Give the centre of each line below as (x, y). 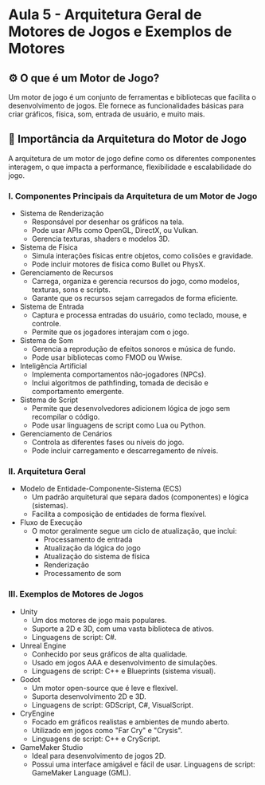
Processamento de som (82, 574)
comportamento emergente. (78, 392)
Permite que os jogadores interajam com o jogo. (110, 332)
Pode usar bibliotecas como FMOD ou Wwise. (107, 357)
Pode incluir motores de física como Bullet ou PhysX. (118, 264)
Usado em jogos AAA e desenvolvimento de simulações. (124, 662)
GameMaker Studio (51, 747)
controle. (46, 324)
